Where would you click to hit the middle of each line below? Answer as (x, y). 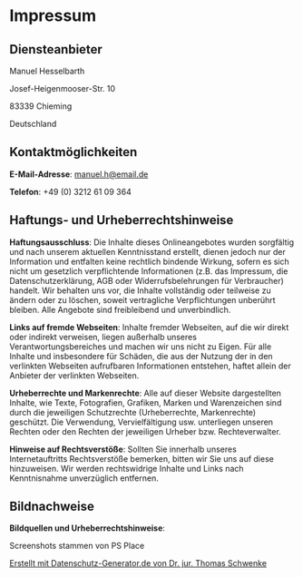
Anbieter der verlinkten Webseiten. (74, 375)
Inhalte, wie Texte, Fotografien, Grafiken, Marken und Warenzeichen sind (146, 402)
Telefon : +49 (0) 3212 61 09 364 (70, 191)
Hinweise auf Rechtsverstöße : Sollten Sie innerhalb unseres (123, 449)
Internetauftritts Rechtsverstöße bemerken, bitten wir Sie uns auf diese (142, 458)
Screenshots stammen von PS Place (77, 546)
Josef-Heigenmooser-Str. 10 (63, 88)
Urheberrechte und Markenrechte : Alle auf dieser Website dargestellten (145, 393)
